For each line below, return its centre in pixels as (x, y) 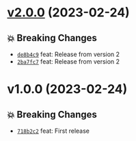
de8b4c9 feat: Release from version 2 (68, 54)
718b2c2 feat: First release (53, 131)
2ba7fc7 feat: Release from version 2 (68, 62)
